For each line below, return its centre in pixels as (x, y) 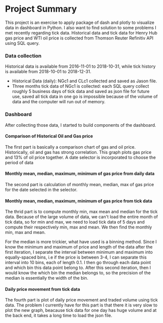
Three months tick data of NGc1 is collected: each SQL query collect (81, 86)
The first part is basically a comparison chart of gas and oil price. (71, 147)
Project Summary (41, 9)
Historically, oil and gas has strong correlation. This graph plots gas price (78, 152)
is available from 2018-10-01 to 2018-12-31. (48, 72)
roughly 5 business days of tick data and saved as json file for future (81, 92)
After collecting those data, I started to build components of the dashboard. (81, 125)
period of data (19, 162)
